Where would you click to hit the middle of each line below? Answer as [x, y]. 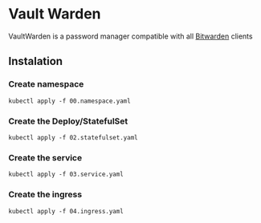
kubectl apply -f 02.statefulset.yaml [73, 137]
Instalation [35, 61]
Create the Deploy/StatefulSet [68, 121]
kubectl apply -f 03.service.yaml [66, 174]
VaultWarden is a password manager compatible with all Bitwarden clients [130, 36]
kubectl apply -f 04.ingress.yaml [66, 211]
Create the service [45, 157]
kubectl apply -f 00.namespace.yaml [69, 101]
